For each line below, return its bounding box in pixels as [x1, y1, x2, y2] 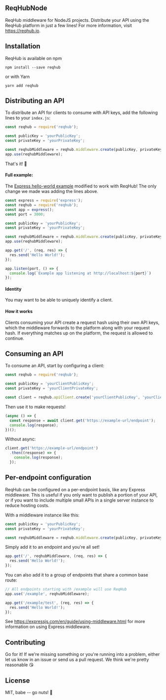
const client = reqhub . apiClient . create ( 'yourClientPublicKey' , [5, 395, 140, 400]
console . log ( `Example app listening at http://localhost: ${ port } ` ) [9, 270, 152, 276]
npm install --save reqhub [5, 64, 61, 70]
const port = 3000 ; [5, 212, 45, 217]
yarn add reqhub [5, 83, 39, 88]
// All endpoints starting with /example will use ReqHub [5, 587, 127, 592]
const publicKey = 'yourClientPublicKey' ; [5, 382, 94, 386]
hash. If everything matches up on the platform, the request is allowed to [5, 330, 153, 336]
